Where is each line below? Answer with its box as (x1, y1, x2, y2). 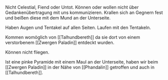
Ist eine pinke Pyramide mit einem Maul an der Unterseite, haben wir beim (5, 59, 158, 64)
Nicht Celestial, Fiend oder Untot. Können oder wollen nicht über (5, 4, 139, 10)
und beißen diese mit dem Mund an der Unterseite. (5, 15, 111, 20)
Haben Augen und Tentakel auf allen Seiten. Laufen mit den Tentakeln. (5, 24, 151, 30)
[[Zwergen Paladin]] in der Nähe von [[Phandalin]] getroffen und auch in (5, 64, 155, 70)
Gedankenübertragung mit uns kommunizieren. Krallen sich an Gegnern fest (5, 9, 163, 15)
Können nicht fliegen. (5, 49, 49, 55)
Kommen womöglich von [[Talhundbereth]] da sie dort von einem (5, 34, 140, 40)
